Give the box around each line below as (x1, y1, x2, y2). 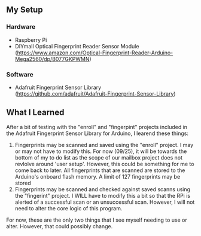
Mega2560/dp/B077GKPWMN (14, 55, 90, 62)
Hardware (6, 23, 36, 31)
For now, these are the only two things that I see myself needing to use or (6, 216, 187, 223)
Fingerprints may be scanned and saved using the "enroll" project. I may (14, 141, 194, 148)
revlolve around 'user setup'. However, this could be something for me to (14, 160, 194, 167)
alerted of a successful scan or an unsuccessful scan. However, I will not (14, 198, 195, 206)
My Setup (6, 5, 43, 15)
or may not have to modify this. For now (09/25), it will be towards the (14, 148, 187, 155)
